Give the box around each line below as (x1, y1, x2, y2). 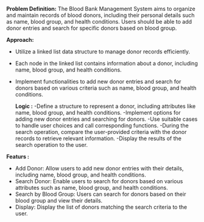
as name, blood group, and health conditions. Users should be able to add (6, 18, 192, 25)
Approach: (6, 36, 34, 43)
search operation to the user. (15, 141, 88, 148)
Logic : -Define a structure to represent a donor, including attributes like (15, 103, 196, 110)
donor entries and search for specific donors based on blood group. (6, 24, 177, 32)
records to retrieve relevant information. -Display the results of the (15, 135, 181, 142)
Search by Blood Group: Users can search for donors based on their (15, 190, 186, 198)
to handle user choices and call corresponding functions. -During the (15, 122, 189, 129)
